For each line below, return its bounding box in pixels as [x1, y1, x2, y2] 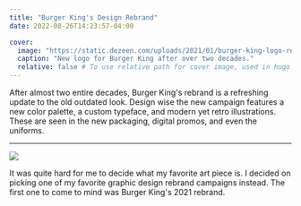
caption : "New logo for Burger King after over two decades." [17, 55, 254, 64]
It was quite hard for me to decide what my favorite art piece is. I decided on [9, 167, 291, 178]
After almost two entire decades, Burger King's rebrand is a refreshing [9, 87, 269, 98]
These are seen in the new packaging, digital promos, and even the [9, 116, 258, 126]
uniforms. [9, 125, 45, 135]
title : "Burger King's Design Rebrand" [9, 13, 159, 22]
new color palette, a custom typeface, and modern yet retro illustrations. [9, 107, 276, 116]
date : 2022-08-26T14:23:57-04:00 [9, 21, 134, 30]
